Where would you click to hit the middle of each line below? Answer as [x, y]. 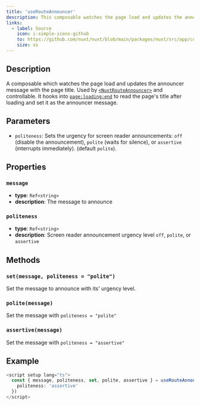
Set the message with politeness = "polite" [62, 315]
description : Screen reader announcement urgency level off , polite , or [103, 235]
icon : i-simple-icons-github [53, 34]
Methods [23, 260]
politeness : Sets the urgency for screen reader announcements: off [99, 135]
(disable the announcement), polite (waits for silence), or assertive [98, 142]
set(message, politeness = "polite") [61, 276]
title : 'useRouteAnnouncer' [41, 12]
